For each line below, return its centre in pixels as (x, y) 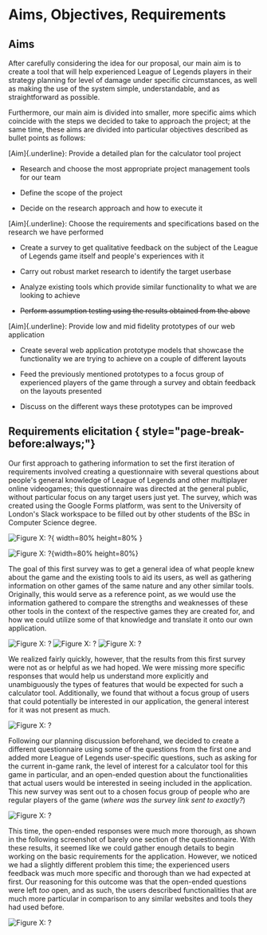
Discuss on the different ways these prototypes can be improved (126, 407)
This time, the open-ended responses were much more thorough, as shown (132, 831)
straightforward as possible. (54, 97)
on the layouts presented (61, 391)
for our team (40, 177)
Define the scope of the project (71, 192)
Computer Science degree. (53, 522)
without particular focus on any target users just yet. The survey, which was (133, 497)
